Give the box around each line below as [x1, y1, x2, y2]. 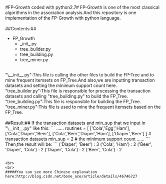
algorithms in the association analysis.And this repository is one [5, 10, 136, 16]
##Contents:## [5, 26, 36, 32]
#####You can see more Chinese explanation [5, 169, 97, 174]
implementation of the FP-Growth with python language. [5, 15, 121, 21]
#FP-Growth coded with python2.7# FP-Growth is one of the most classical [5, 5, 160, 10]
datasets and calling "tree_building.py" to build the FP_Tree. [5, 93, 128, 99]
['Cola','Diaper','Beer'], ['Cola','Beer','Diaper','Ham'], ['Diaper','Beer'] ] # [5, 131, 151, 136]
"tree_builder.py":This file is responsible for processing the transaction [5, 88, 151, 94]
